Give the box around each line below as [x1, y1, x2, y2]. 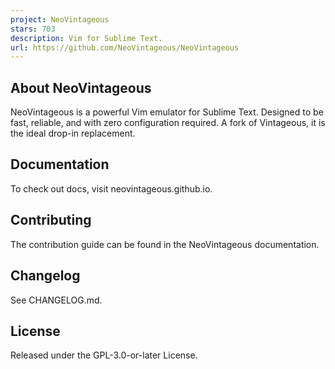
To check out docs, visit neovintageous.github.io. [10, 182, 213, 195]
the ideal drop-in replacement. [10, 127, 136, 140]
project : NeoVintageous [10, 14, 110, 25]
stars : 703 [10, 24, 56, 34]
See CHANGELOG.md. [10, 294, 103, 306]
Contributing [10, 212, 92, 229]
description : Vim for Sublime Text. [10, 33, 163, 43]
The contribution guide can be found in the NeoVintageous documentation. [10, 238, 320, 250]
